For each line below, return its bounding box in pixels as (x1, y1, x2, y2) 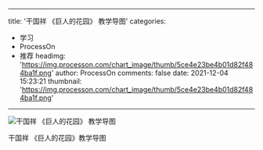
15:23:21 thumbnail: (19, 77, 82, 86)
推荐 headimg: (19, 52, 67, 60)
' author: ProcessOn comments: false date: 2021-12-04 (51, 68, 229, 77)
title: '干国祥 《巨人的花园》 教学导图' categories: (8, 16, 167, 26)
